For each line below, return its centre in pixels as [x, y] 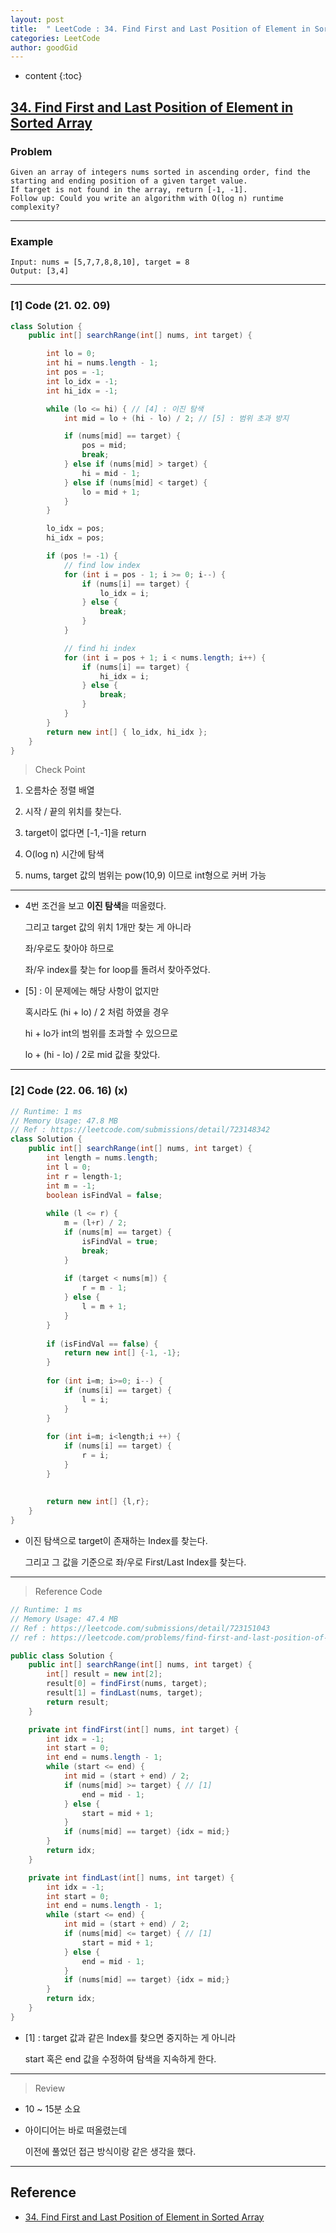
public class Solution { [62, 1656]
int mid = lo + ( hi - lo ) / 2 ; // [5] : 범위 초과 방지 [176, 418]
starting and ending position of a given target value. [129, 181]
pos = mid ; [104, 446]
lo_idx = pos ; [75, 529]
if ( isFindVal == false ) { [102, 1344]
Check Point [60, 770]
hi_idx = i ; [124, 676]
